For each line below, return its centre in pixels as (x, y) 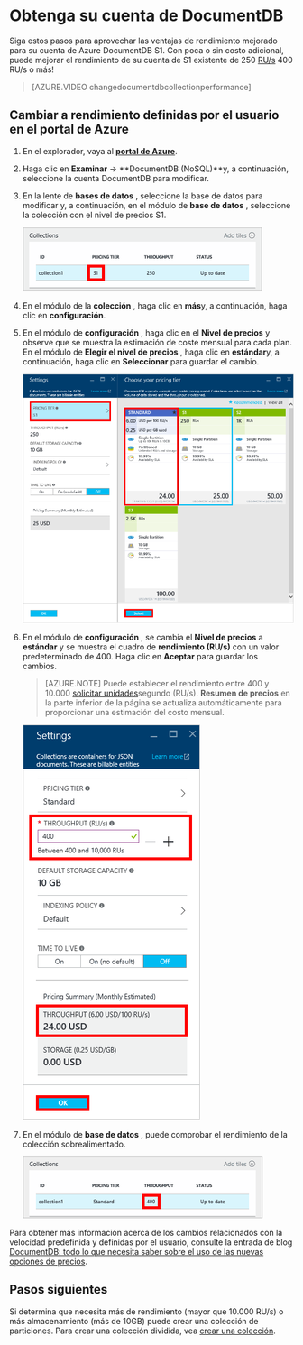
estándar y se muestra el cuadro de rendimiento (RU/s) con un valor (151, 647)
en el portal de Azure (69, 129)
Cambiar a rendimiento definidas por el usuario (144, 115)
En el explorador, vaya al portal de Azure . (100, 151)
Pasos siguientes (59, 1290)
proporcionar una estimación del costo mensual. (134, 713)
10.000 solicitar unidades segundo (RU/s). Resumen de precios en (167, 693)
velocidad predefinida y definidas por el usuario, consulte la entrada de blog (151, 1242)
